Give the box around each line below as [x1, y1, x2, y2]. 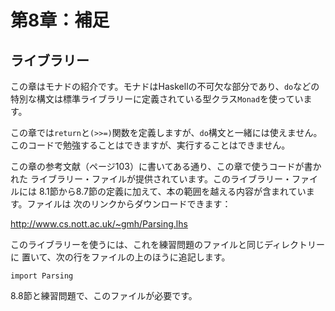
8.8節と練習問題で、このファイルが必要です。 [10, 290, 198, 301]
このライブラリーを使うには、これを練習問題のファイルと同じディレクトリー [10, 239, 326, 250]
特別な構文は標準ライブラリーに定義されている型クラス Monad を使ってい [10, 93, 304, 105]
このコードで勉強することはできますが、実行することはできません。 [10, 139, 291, 151]
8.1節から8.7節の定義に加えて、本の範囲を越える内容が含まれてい [38, 186, 307, 197]
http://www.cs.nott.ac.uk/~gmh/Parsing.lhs [10, 218, 188, 230]
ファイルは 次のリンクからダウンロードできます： [26, 198, 232, 210]
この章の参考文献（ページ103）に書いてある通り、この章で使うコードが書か [10, 161, 322, 172]
